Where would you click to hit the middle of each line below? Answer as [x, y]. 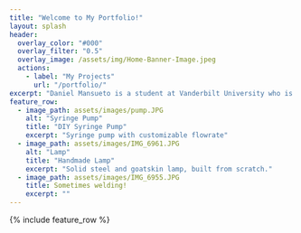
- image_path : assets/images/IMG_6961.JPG [99, 144]
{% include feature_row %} [60, 219]
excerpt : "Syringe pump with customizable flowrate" [127, 135]
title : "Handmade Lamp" [71, 160]
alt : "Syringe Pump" [64, 118]
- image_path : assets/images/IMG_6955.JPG [99, 177]
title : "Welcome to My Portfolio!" [76, 18]
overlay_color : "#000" [60, 43]
